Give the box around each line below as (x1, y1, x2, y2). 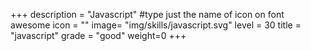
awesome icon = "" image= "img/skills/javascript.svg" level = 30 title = (10, 19, 302, 31)
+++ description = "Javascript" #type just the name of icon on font (10, 9, 285, 20)
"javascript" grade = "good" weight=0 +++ (10, 30, 187, 41)
